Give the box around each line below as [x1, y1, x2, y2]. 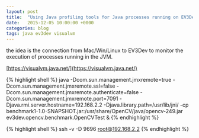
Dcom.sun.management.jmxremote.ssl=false [6, 82, 115, 89]
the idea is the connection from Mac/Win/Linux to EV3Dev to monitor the [6, 47, 184, 54]
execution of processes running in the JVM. [6, 53, 113, 60]
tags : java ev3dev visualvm [6, 31, 76, 37]
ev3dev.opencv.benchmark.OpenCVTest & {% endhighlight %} [6, 114, 159, 121]
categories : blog [6, 25, 49, 31]
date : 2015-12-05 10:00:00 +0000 [6, 20, 94, 25]
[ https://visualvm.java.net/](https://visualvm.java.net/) [6, 65, 137, 72]
